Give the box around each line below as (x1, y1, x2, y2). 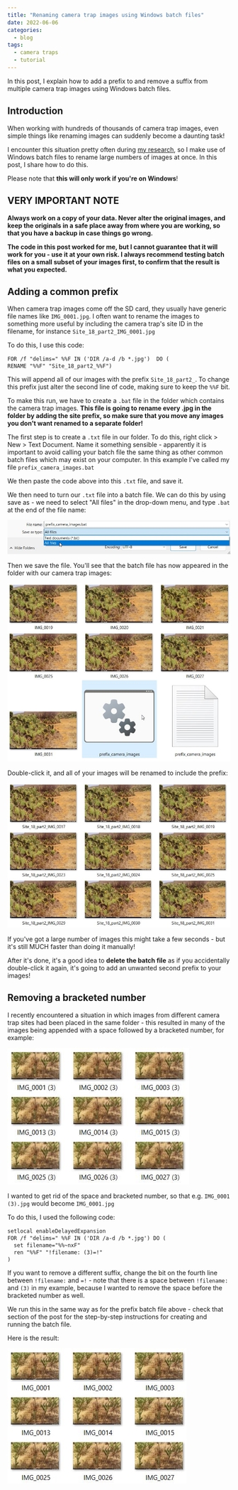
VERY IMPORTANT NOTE (7, 195, 120, 207)
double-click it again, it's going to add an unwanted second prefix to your (7, 963, 222, 972)
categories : (7, 26, 42, 33)
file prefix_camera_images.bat (7, 463, 94, 472)
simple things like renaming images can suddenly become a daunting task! (7, 132, 225, 140)
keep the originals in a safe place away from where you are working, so (7, 221, 221, 230)
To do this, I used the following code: (7, 1213, 115, 1221)
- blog (13, 34, 33, 41)
